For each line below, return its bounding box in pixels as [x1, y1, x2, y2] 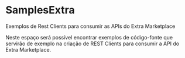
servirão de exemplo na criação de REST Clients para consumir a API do [5, 40, 180, 47]
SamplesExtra [5, 3, 75, 17]
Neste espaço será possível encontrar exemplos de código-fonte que [5, 34, 173, 41]
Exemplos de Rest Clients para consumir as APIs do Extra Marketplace [5, 23, 176, 30]
